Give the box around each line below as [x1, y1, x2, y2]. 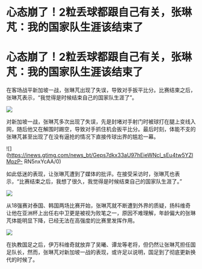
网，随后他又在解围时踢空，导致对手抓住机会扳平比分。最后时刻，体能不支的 [6, 126, 196, 133]
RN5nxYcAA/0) [23, 158, 61, 165]
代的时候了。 [6, 256, 38, 264]
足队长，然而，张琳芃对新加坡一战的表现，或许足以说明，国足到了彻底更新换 [6, 249, 196, 256]
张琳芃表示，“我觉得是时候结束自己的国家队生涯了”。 [6, 94, 138, 101]
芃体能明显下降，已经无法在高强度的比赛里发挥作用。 [6, 217, 138, 224]
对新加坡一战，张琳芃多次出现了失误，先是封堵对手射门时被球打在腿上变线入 [6, 118, 196, 125]
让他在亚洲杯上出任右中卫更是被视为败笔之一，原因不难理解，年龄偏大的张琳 [6, 209, 196, 217]
